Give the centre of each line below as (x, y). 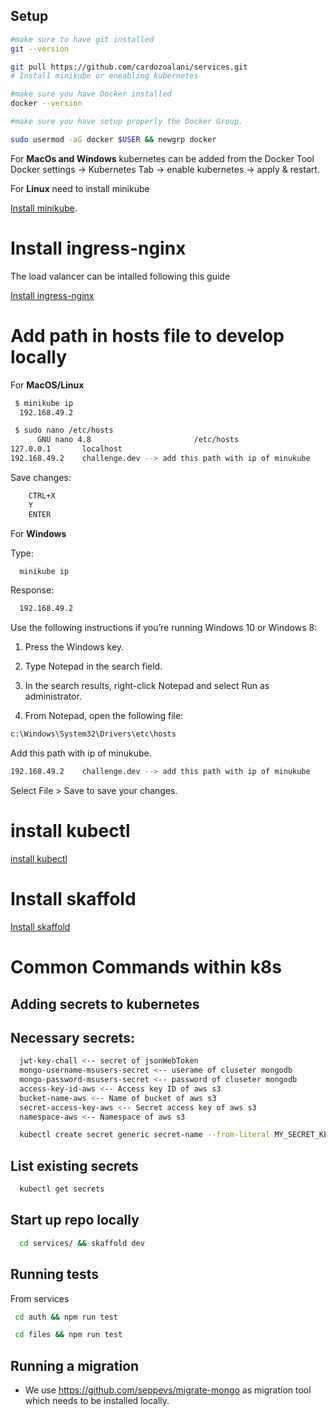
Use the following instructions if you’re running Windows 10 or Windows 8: (164, 628)
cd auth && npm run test (66, 1317)
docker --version (46, 104)
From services (40, 1298)
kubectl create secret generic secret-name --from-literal (145, 1135)
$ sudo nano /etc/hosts (64, 430)
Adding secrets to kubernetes (105, 1004)
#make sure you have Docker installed (91, 94)
